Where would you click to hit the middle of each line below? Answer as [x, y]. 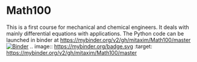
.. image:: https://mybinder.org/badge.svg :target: [91, 46]
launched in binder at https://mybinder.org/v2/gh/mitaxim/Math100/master [98, 40]
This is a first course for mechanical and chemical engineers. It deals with [98, 27]
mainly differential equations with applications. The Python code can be [95, 33]
